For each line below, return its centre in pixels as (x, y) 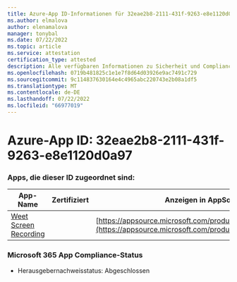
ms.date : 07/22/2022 (38, 40)
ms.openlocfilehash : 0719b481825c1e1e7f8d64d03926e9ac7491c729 (102, 73)
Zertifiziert (71, 200)
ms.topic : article (34, 47)
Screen (23, 225)
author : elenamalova (38, 27)
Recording (28, 234)
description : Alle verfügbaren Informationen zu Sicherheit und (104, 66)
